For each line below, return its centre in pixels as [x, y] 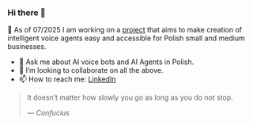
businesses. [27, 47]
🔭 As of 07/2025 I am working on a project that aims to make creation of [125, 30]
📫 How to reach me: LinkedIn [67, 79]
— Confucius [48, 113]
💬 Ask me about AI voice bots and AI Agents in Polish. [106, 62]
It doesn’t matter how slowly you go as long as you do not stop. [130, 97]
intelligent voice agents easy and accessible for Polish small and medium [126, 38]
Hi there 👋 [27, 13]
